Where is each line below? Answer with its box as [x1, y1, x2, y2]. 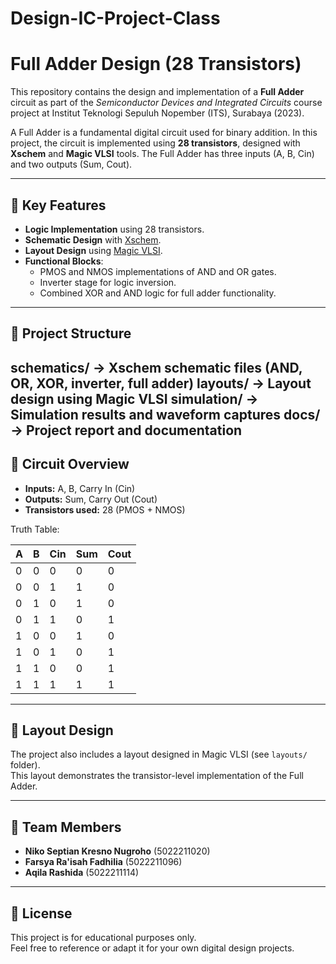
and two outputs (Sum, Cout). [10, 158, 133, 171]
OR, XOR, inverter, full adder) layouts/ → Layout [10, 375, 312, 392]
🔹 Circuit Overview [10, 456, 130, 473]
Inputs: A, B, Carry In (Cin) [24, 482, 136, 494]
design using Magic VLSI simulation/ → [10, 390, 259, 407]
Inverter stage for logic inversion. [39, 276, 177, 288]
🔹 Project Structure [10, 325, 132, 342]
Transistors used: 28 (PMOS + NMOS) [24, 503, 186, 516]
